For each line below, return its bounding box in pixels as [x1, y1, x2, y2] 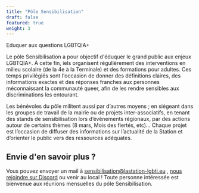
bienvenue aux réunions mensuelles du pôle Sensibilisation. [6, 180, 153, 188]
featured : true [6, 20, 44, 26]
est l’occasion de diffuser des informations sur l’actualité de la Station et [6, 128, 183, 135]
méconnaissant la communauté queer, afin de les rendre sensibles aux [6, 85, 180, 92]
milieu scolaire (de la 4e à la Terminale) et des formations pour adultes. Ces [6, 66, 192, 73]
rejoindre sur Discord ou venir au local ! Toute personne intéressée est [6, 174, 179, 181]
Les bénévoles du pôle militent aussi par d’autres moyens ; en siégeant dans [6, 102, 194, 110]
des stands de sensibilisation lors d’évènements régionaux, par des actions [6, 116, 191, 123]
